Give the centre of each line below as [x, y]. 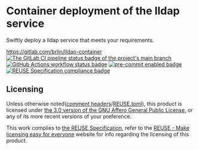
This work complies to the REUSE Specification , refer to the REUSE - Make [98, 128]
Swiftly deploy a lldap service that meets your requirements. [80, 40]
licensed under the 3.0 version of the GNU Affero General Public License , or [99, 110]
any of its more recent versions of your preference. [69, 116]
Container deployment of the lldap [93, 11]
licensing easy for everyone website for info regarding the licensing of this [98, 134]
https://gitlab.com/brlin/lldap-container [54, 51]
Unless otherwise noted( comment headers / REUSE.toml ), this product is [94, 104]
